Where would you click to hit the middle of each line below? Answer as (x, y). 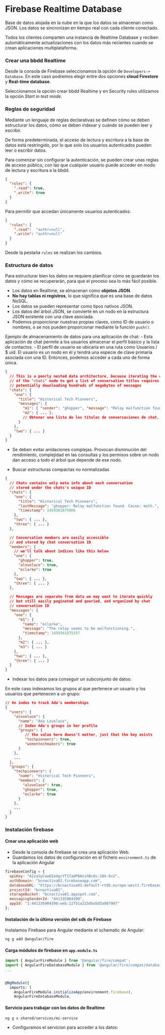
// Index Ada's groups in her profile (58, 726)
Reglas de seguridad (30, 109)
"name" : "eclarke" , (43, 624)
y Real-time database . (28, 82)
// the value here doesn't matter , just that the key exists (89, 735)
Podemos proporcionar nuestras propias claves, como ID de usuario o (83, 322)
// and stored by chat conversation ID (50, 542)
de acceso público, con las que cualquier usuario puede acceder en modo (80, 165)
